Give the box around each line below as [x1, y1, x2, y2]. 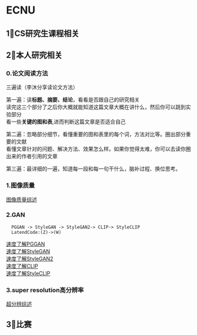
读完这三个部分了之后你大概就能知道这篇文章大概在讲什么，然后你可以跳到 [6, 103, 186, 110]
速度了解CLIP [6, 262, 38, 269]
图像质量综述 [6, 196, 37, 203]
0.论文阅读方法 [6, 69, 49, 77]
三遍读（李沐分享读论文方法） [6, 83, 78, 91]
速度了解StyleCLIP [6, 270, 51, 277]
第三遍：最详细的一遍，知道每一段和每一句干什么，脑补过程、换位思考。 [6, 165, 181, 172]
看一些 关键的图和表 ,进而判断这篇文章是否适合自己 [6, 118, 126, 125]
